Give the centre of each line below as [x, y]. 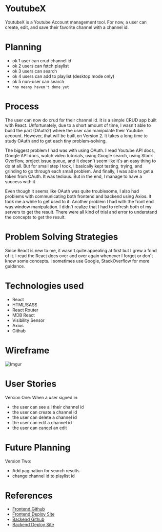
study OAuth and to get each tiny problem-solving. [56, 141]
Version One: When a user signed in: [42, 397]
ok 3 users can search [34, 71]
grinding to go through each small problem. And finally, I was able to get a [79, 171]
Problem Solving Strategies [61, 237]
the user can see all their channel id [48, 407]
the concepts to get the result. [35, 217]
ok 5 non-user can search [38, 81]
